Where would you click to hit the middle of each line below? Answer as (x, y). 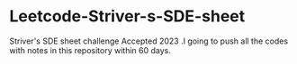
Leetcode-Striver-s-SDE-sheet (127, 16)
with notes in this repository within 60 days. (90, 50)
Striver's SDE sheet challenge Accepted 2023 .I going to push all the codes (149, 41)
